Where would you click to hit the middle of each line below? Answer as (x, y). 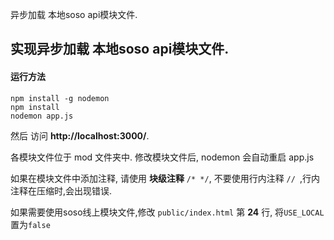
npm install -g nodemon (60, 98)
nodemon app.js (42, 116)
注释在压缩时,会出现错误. (61, 190)
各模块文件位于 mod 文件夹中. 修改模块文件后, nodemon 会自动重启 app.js (162, 157)
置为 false (30, 224)
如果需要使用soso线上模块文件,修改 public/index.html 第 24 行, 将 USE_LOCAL (167, 212)
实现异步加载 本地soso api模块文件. (120, 49)
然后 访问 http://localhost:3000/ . (80, 135)
